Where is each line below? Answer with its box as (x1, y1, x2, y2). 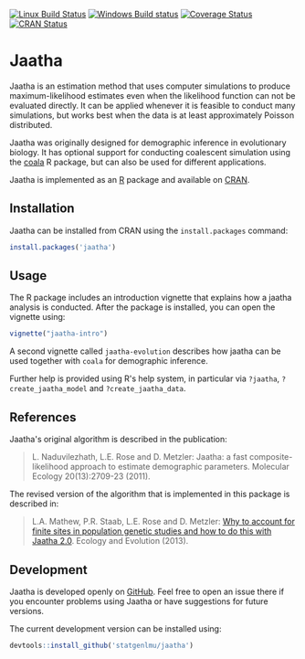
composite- (249, 452, 293, 462)
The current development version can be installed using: (9, 622, 222, 634)
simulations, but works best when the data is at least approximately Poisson (9, 110, 295, 121)
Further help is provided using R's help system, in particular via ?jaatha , (9, 373, 280, 384)
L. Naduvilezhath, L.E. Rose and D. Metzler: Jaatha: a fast (31, 452, 248, 462)
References (9, 409, 77, 425)
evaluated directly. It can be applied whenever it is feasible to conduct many (9, 100, 296, 111)
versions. (9, 605, 44, 616)
